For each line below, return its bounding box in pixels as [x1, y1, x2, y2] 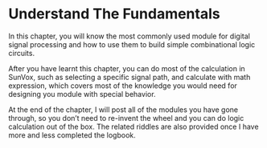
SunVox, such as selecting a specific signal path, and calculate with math [8, 72, 251, 82]
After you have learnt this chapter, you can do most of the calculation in [8, 63, 245, 73]
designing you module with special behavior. [8, 89, 156, 98]
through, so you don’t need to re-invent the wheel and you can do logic [8, 113, 244, 122]
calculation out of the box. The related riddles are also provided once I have [8, 122, 259, 131]
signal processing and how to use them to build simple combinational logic [8, 39, 256, 49]
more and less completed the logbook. [8, 130, 137, 140]
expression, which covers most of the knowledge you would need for [8, 81, 237, 90]
